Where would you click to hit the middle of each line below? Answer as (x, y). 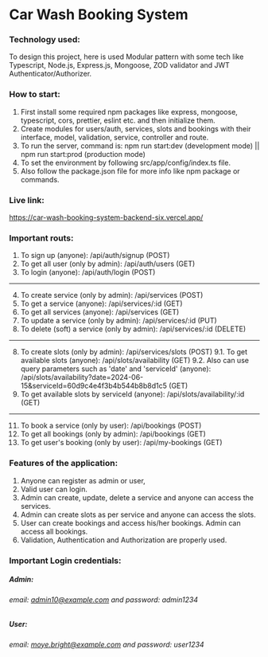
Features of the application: (64, 463)
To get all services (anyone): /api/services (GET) (100, 312)
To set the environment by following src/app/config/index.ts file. (126, 162)
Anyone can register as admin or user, (83, 480)
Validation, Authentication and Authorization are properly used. (124, 540)
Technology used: (45, 40)
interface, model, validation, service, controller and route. (115, 137)
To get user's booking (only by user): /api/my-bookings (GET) (121, 443)
